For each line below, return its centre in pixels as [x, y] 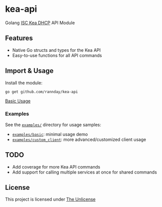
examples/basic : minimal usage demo [50, 134]
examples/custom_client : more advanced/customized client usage [79, 139]
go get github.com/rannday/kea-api [42, 92]
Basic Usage [18, 101]
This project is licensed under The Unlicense [50, 199]
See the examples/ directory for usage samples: [53, 125]
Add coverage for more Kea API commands [56, 167]
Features [19, 38]
